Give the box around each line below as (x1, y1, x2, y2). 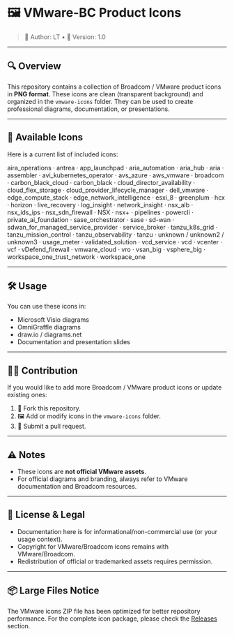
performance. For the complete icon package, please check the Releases (7, 614, 217, 623)
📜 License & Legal (7, 509, 86, 521)
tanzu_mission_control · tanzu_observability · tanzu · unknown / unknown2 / (7, 230, 224, 239)
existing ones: (7, 391, 47, 399)
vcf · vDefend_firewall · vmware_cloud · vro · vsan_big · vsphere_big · (7, 245, 205, 253)
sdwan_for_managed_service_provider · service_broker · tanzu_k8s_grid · (7, 223, 218, 231)
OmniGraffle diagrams (17, 323, 81, 332)
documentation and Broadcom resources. (17, 482, 137, 490)
